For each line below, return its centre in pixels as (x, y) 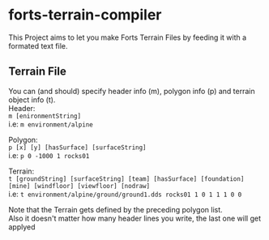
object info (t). (32, 100)
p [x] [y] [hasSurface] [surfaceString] (78, 148)
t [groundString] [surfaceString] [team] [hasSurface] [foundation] (126, 179)
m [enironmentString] (45, 116)
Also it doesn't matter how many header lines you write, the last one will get (135, 218)
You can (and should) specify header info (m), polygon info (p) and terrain (132, 91)
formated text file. (38, 45)
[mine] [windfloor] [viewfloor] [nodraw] (79, 186)
